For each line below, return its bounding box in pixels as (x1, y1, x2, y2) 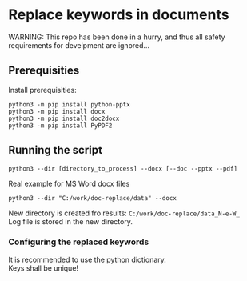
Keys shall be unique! (8, 263, 78, 273)
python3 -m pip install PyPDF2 (8, 122, 113, 130)
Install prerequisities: (8, 85, 78, 94)
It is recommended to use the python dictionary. (8, 255, 166, 264)
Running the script (8, 143, 102, 157)
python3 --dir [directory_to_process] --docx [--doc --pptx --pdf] (8, 164, 238, 173)
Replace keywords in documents (8, 6, 229, 24)
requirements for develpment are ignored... (8, 40, 150, 50)
